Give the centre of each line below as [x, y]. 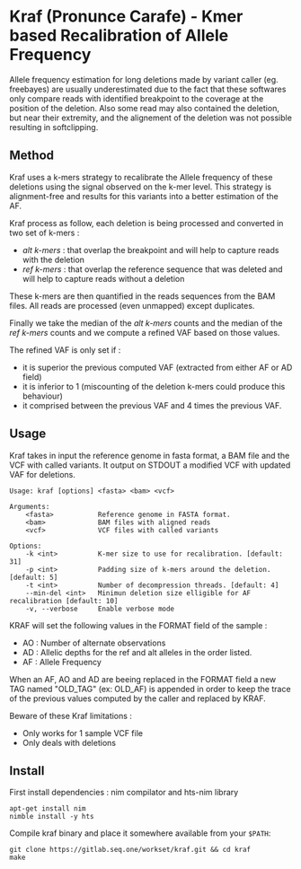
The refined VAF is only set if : [65, 350]
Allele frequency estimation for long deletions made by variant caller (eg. [144, 79]
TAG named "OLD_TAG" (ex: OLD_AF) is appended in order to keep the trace [150, 689]
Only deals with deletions [69, 742]
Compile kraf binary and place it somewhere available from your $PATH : [140, 833]
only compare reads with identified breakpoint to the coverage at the [137, 98]
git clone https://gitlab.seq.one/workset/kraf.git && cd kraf [130, 850]
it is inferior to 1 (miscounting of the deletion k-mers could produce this [154, 386]
